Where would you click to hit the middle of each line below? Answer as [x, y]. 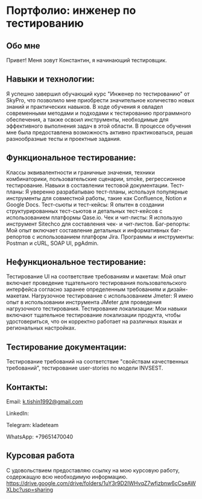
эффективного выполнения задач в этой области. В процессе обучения [99, 126]
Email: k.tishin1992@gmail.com [45, 402]
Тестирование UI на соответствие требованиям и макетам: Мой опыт [96, 276]
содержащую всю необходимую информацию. [67, 477]
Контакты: [27, 387]
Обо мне [23, 46]
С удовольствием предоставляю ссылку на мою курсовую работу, [93, 470]
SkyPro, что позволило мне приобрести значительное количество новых [100, 100]
